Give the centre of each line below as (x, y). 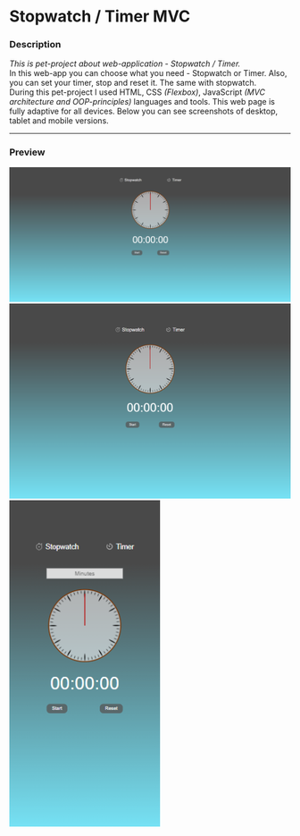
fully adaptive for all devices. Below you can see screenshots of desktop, (144, 111)
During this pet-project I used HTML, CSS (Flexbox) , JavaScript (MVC (137, 92)
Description (35, 45)
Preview (27, 152)
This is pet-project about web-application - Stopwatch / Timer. (125, 63)
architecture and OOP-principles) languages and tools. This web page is (142, 102)
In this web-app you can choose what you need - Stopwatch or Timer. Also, (148, 73)
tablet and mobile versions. (59, 121)
